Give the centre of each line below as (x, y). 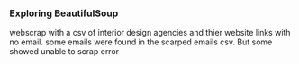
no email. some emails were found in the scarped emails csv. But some (141, 42)
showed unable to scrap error (64, 52)
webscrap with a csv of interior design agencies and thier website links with (150, 33)
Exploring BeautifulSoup (64, 13)
